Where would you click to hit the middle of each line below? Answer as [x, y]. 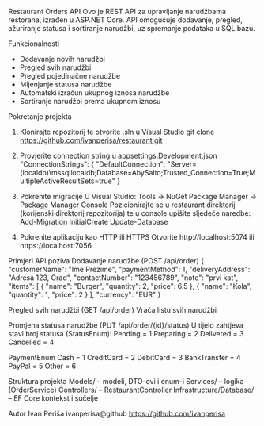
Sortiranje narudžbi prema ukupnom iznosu [90, 101]
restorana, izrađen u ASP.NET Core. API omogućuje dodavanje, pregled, [126, 20]
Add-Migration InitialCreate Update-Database [94, 222]
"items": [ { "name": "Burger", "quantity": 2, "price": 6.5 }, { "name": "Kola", [130, 286]
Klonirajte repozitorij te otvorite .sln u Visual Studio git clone [117, 132]
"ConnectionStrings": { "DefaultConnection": [92, 164]
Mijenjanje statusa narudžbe [66, 84]
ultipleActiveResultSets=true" [68, 181]
